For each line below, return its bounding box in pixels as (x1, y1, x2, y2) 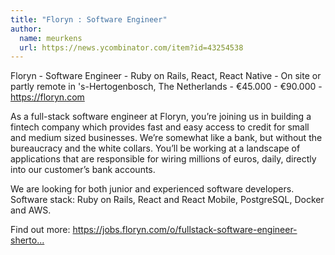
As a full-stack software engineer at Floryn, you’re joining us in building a (10, 111, 312, 123)
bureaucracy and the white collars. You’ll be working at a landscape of (10, 142, 301, 155)
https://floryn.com (10, 91, 85, 103)
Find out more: (10, 224, 71, 236)
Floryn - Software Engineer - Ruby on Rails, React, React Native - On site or (10, 70, 322, 82)
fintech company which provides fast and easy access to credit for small (10, 121, 310, 133)
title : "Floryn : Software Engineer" (10, 14, 168, 25)
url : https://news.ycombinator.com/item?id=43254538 (19, 42, 244, 53)
